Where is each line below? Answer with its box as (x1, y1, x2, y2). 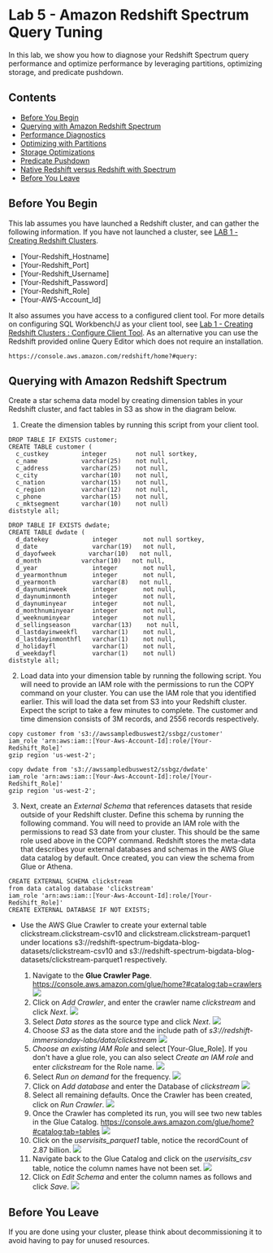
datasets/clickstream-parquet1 (19, 955, 123, 965)
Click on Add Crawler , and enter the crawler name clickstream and (32, 997, 256, 1007)
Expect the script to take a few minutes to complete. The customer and (19, 706, 258, 716)
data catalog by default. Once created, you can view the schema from (19, 853, 254, 863)
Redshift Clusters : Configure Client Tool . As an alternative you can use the (8, 327, 258, 337)
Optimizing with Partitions (19, 138, 107, 148)
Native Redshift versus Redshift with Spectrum (19, 164, 176, 174)
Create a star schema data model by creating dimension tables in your (8, 396, 244, 405)
